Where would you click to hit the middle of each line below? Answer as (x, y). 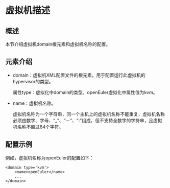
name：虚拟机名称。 (34, 103)
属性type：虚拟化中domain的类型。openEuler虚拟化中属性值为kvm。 (85, 92)
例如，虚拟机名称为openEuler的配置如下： (50, 158)
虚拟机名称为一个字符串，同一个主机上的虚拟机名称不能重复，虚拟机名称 (89, 114)
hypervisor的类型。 (33, 81)
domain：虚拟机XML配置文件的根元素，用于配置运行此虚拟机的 (79, 75)
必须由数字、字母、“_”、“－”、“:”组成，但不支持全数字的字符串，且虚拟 (87, 120)
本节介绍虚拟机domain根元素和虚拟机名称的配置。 (58, 44)
